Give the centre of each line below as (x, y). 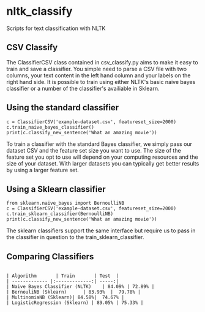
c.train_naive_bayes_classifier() (50, 127)
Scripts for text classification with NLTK (56, 28)
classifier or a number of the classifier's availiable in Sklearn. (83, 88)
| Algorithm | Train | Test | (63, 276)
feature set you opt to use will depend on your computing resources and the (102, 157)
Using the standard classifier (63, 108)
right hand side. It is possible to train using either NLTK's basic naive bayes (101, 82)
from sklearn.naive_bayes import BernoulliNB (65, 204)
